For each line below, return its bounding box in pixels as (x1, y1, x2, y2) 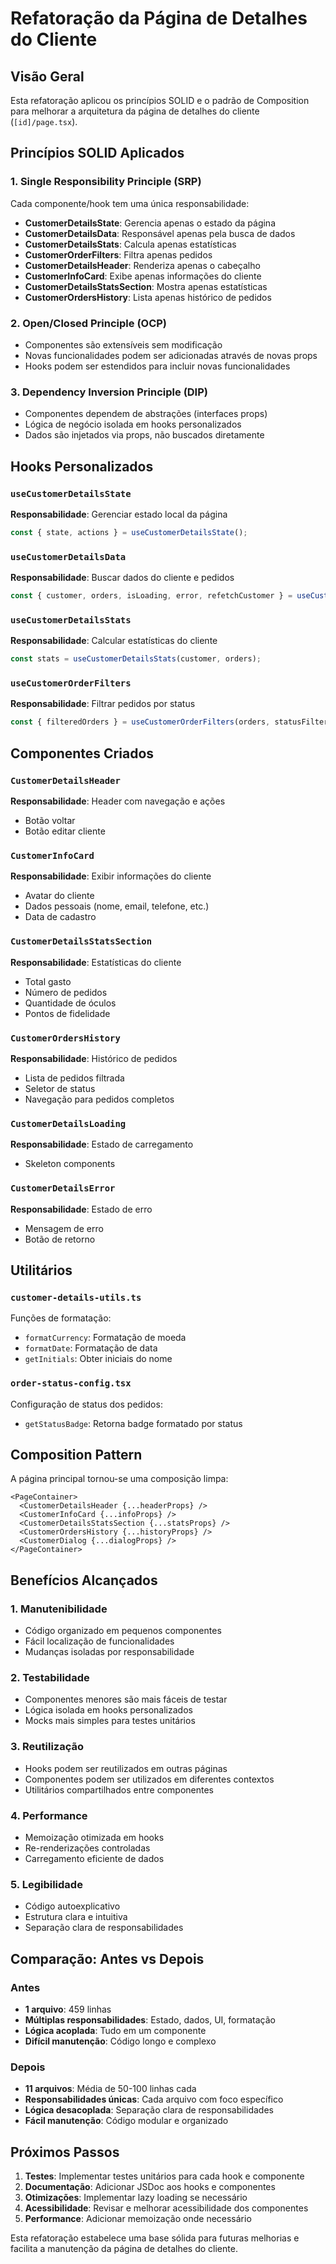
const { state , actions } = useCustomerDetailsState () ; (10, 527, 248, 537)
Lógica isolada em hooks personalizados (24, 1704, 193, 1716)
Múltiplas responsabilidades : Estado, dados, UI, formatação (24, 2013, 276, 2026)
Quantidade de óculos (24, 997, 117, 1009)
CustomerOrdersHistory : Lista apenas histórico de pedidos (24, 291, 272, 303)
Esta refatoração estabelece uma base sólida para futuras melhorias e (10, 2232, 300, 2244)
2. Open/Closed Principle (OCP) (10, 316, 168, 330)
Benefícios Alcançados (10, 1572, 158, 1589)
